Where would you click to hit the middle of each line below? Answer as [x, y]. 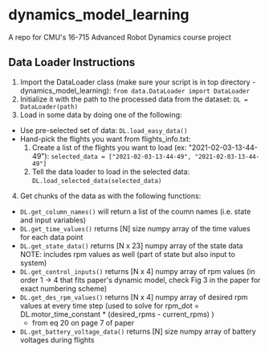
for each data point [51, 237]
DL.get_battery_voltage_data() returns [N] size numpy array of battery [138, 331]
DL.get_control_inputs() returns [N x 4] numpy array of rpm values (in [137, 271]
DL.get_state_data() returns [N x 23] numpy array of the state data [131, 245]
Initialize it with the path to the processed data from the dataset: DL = [134, 99]
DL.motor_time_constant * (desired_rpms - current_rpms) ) [117, 314]
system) [33, 263]
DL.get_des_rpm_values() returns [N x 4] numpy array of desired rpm [134, 297]
